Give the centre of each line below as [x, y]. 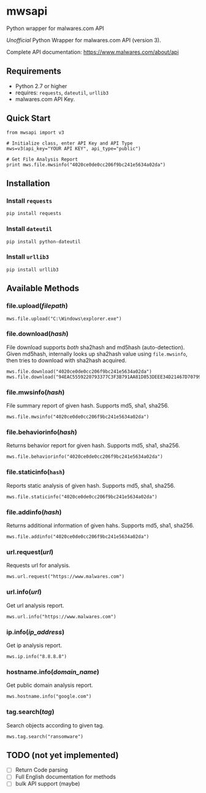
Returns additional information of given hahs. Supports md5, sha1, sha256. [100, 526]
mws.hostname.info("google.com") [49, 697]
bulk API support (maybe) [48, 784]
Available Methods [43, 288]
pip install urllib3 [33, 270]
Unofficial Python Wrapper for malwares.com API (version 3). [84, 40]
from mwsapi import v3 [35, 132]
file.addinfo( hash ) [34, 512]
